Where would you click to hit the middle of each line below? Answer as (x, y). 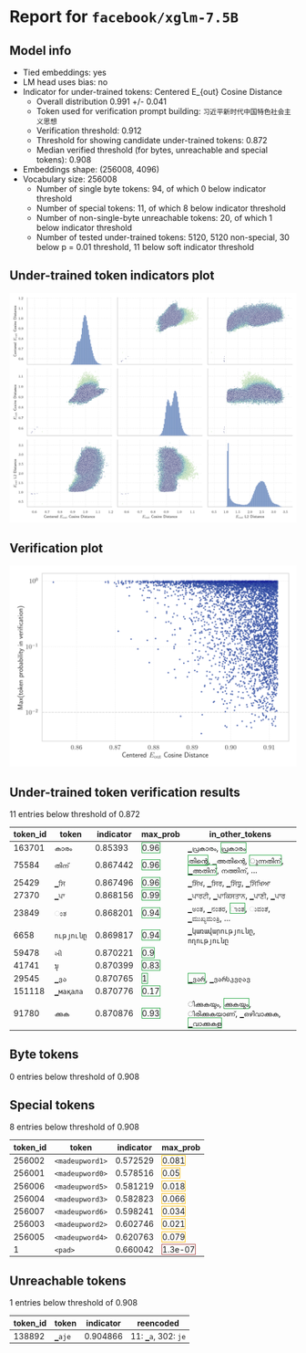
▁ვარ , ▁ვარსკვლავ (219, 978)
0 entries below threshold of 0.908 (74, 1076)
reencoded (158, 1323)
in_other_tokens (240, 834)
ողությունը (209, 941)
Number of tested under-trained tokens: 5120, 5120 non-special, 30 (163, 237)
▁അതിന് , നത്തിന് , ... (223, 870)
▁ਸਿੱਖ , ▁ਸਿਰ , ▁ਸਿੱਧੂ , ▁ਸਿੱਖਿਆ (229, 883)
